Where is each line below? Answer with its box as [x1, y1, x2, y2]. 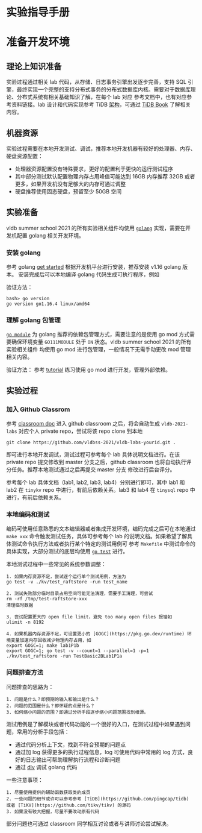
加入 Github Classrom [6, 405, 70, 413]
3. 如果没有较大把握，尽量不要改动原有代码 [6, 808, 100, 814]
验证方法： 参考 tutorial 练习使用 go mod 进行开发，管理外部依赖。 [6, 366, 171, 374]
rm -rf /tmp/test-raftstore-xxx [6, 596, 87, 602]
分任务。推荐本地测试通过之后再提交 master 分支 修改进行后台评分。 [6, 466, 176, 473]
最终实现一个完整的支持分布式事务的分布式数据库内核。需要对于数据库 [16, 86, 191, 93]
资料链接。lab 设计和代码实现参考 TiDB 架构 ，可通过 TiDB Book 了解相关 [11, 101, 191, 108]
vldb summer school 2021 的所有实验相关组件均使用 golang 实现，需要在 [6, 224, 186, 231]
